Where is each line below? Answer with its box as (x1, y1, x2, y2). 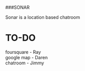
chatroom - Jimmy (5, 60, 45, 66)
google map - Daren (5, 54, 48, 60)
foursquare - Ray (5, 49, 41, 55)
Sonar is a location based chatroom (5, 14, 80, 20)
